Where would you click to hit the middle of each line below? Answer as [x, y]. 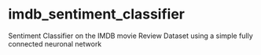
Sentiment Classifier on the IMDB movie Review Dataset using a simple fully [130, 36]
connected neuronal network [55, 43]
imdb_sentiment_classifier [96, 14]
